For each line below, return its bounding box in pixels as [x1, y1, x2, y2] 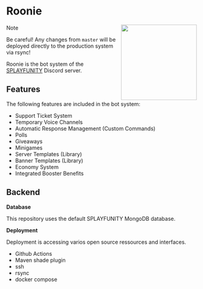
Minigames [14, 144, 43, 151]
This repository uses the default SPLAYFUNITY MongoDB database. [6, 215, 176, 222]
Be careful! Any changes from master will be [6, 36, 116, 43]
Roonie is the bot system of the [6, 60, 84, 68]
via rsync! [6, 48, 31, 56]
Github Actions [14, 250, 53, 257]
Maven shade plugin [14, 256, 66, 264]
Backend [6, 187, 40, 197]
